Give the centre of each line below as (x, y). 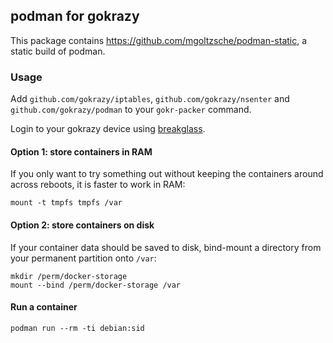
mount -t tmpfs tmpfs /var (66, 203)
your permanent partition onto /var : (83, 258)
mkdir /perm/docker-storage (69, 276)
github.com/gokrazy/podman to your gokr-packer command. (131, 110)
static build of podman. (58, 51)
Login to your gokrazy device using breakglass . (108, 129)
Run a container (44, 307)
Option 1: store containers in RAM (81, 151)
